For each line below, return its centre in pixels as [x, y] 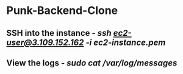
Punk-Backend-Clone [62, 11]
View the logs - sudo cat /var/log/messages [92, 63]
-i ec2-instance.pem [126, 42]
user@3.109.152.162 [45, 42]
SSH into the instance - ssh [59, 33]
